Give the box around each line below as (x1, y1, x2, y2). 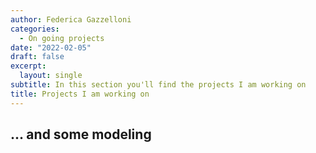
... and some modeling (10, 126, 152, 143)
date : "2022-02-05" (10, 42, 92, 53)
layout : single (19, 71, 83, 81)
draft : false (10, 52, 65, 62)
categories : (10, 24, 60, 34)
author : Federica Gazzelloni (10, 14, 132, 25)
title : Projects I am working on (10, 89, 150, 99)
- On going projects (19, 33, 105, 43)
